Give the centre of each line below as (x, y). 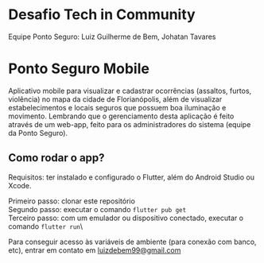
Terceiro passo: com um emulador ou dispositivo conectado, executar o (126, 218)
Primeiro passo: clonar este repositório (72, 201)
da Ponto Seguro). (38, 133)
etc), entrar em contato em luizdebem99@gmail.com (95, 250)
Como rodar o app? (56, 158)
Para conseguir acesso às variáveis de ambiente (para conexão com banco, (132, 242)
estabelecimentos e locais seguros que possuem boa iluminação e (117, 107)
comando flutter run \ (46, 226)
